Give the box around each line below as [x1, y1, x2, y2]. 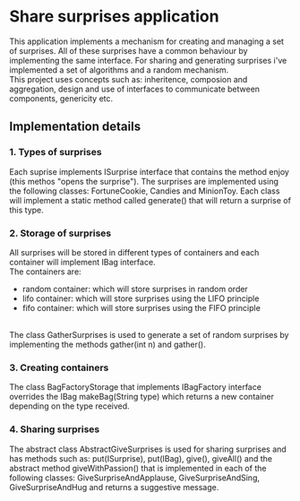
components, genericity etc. [9, 92, 114, 104]
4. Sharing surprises [9, 423, 100, 436]
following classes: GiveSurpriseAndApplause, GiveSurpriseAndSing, [9, 472, 260, 483]
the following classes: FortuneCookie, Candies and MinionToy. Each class [9, 186, 280, 196]
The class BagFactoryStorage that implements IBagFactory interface [9, 382, 262, 393]
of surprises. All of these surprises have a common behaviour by [9, 45, 248, 56]
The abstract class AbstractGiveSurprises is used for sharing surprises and [9, 444, 287, 454]
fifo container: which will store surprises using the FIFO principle [21, 302, 261, 313]
